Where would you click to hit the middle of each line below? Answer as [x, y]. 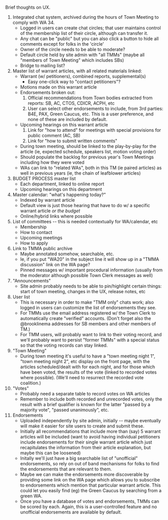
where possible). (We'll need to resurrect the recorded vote [82, 377]
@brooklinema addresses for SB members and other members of [88, 324]
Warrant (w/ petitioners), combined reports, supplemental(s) [83, 76]
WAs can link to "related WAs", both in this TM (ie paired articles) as [91, 168]
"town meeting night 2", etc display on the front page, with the [85, 361]
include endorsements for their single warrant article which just [86, 442]
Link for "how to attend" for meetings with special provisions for [94, 130]
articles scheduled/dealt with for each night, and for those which [88, 367]
